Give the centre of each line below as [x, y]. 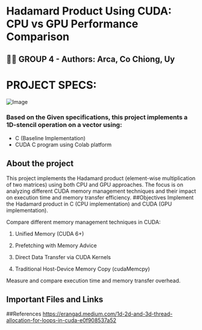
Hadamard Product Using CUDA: [89, 11]
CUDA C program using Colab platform [63, 144]
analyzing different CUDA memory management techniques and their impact [101, 191]
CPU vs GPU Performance [72, 24]
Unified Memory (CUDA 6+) [49, 233]
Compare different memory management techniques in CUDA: [84, 222]
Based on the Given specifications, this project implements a [97, 117]
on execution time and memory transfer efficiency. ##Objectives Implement [100, 197]
